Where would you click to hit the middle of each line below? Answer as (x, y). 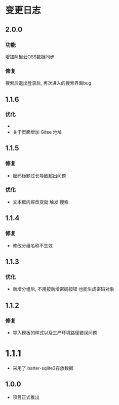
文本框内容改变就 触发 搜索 (41, 202)
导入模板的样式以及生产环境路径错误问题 (55, 333)
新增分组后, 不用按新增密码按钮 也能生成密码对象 (63, 289)
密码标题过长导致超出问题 (39, 176)
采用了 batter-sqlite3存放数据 (43, 368)
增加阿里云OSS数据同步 (30, 57)
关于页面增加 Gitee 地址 (37, 132)
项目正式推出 (26, 397)
